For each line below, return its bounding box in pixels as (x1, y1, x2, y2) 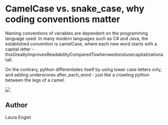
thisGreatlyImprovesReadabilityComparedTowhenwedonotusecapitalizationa (5, 51, 163, 57)
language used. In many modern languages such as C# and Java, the (5, 35, 148, 41)
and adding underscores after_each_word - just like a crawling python (5, 71, 149, 77)
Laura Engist (5, 114, 31, 120)
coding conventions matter (5, 13, 120, 25)
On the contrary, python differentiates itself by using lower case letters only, (5, 66, 162, 72)
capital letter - (5, 46, 35, 52)
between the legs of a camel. (5, 77, 65, 83)
